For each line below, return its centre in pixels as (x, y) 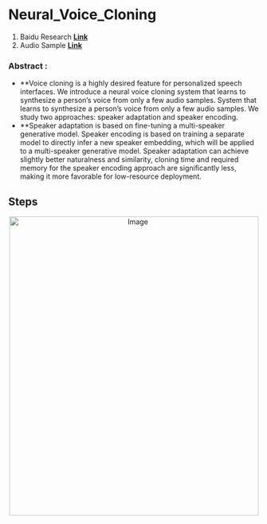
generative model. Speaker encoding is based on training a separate (132, 134)
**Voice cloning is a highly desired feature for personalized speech (131, 83)
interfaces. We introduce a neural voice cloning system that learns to (133, 92)
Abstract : (28, 65)
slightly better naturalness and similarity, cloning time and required (129, 160)
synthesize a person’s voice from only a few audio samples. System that (138, 100)
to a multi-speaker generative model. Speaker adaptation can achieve (134, 151)
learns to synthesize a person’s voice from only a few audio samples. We (139, 108)
